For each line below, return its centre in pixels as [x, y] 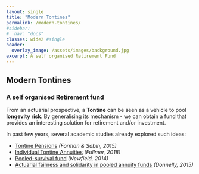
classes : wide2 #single [36, 39]
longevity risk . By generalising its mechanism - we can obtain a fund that [96, 116]
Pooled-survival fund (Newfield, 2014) [62, 159]
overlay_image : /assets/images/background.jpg [70, 51]
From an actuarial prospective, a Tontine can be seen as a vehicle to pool [96, 110]
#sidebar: [18, 28]
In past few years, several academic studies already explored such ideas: [96, 134]
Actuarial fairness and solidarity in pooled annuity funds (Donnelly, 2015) [104, 165]
